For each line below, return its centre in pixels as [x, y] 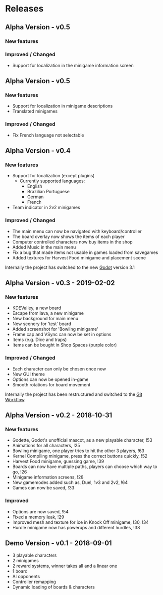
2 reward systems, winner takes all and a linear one [65, 566]
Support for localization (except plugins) [54, 176]
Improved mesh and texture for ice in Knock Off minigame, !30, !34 [81, 522]
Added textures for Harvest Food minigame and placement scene [79, 257]
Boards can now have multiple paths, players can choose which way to [85, 467]
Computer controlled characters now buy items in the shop [72, 241]
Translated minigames [35, 111]
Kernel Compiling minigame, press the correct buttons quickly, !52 [80, 456]
